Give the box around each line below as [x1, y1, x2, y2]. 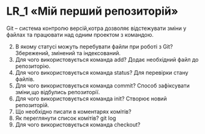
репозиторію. [15, 62, 51, 70]
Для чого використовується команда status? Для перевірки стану [15, 69, 188, 76]
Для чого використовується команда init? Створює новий [15, 95, 167, 102]
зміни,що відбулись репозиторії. [15, 88, 100, 95]
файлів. [15, 75, 35, 83]
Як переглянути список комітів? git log [15, 114, 116, 122]
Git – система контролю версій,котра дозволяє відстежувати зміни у [6, 24, 187, 32]
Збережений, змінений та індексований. [15, 49, 121, 56]
